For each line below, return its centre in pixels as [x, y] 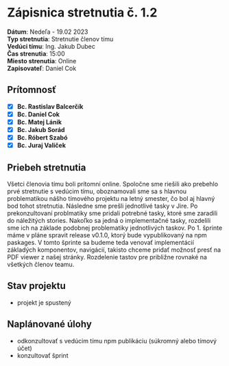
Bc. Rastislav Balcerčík [50, 106]
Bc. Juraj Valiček [41, 145]
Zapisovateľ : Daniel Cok [42, 68]
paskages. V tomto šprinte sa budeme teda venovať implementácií [100, 242]
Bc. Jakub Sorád [41, 129]
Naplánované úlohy [50, 324]
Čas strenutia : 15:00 [36, 54]
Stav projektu [37, 286]
